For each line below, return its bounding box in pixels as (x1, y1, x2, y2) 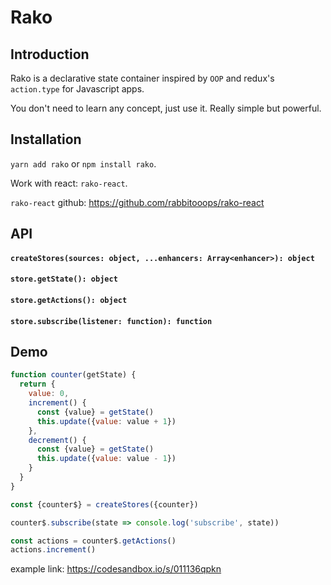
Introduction (10, 46, 90, 63)
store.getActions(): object (10, 295, 128, 305)
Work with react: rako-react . (10, 177, 128, 189)
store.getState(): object (10, 274, 118, 285)
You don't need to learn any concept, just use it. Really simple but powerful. (10, 102, 322, 114)
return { (19, 379, 56, 390)
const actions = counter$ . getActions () (10, 536, 177, 546)
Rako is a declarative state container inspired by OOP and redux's (10, 72, 275, 84)
